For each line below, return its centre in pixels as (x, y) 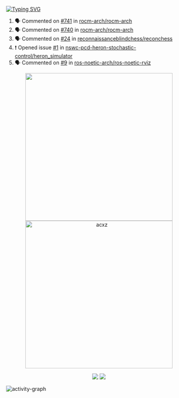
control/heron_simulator (44, 56)
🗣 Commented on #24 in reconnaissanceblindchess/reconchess (93, 39)
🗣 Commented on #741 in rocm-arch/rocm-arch (73, 21)
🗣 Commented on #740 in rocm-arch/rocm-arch (74, 30)
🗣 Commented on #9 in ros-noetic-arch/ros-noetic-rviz (83, 63)
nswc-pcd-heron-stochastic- (101, 48)
